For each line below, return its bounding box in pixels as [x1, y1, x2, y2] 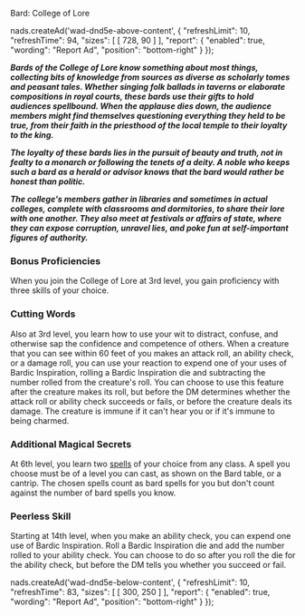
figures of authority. [10, 232, 89, 243]
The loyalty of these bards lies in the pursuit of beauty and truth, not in [10, 147, 283, 158]
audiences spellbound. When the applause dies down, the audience [10, 101, 272, 112]
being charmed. [10, 415, 70, 425]
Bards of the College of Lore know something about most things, [10, 63, 259, 73]
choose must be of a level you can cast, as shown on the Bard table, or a [10, 467, 281, 479]
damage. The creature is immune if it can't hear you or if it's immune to [10, 406, 275, 416]
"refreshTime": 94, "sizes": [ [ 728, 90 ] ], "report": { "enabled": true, [10, 35, 265, 45]
